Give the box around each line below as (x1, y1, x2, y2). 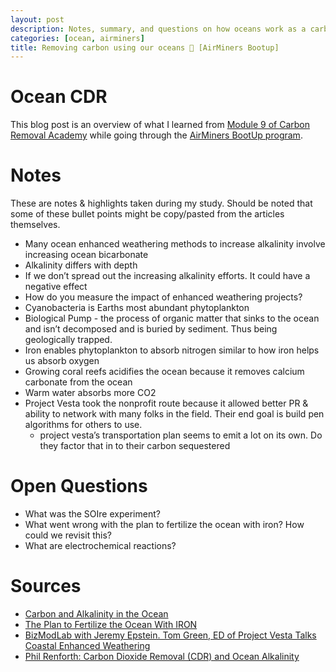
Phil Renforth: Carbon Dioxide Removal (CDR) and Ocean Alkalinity (24, 651, 300, 662)
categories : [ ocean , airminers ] (10, 33, 145, 43)
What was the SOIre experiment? (24, 508, 161, 520)
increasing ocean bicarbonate (24, 249, 149, 261)
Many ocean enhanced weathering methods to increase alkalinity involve (24, 238, 326, 250)
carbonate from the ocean (24, 376, 133, 388)
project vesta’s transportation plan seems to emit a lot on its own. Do (39, 429, 323, 441)
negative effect (24, 281, 88, 293)
